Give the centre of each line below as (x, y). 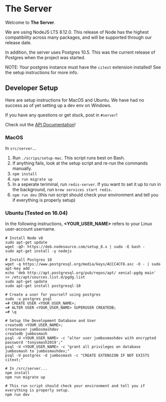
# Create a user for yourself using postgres (53, 295)
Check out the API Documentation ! (40, 124)
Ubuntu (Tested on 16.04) (36, 213)
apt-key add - (20, 269)
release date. (19, 42)
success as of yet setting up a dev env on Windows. (58, 105)
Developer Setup (32, 88)
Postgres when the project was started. (45, 57)
